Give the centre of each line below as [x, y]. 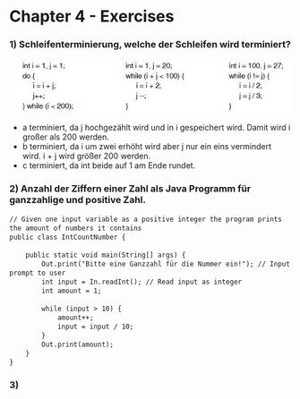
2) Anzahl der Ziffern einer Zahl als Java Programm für [130, 189]
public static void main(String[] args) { [106, 255]
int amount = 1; [72, 291]
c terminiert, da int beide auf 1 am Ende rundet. [109, 166]
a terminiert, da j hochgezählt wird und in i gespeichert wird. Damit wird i [156, 128]
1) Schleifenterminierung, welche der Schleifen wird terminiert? [150, 45]
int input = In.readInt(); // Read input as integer [142, 282]
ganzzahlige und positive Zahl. [77, 200]
